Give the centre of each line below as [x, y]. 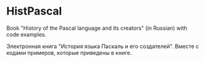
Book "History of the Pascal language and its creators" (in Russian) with [97, 28]
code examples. [27, 34]
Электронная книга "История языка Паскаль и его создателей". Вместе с [103, 46]
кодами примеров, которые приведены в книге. [69, 52]
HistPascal [34, 11]
